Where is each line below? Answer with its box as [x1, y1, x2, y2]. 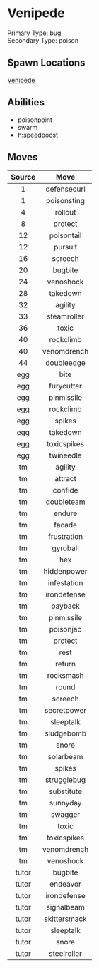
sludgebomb [45, 728, 87, 738]
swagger [50, 810, 81, 820]
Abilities [7, 96, 45, 108]
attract [54, 474, 76, 484]
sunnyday [49, 798, 82, 808]
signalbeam [45, 902, 85, 912]
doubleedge [45, 358, 86, 368]
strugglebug [45, 775, 86, 785]
